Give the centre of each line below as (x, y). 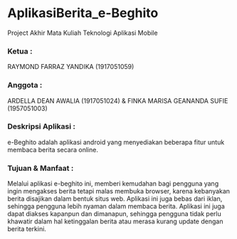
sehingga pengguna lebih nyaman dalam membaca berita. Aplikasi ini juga (116, 206)
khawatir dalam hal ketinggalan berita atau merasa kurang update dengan (115, 221)
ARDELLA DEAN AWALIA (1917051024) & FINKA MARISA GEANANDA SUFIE (118, 100)
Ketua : (20, 51)
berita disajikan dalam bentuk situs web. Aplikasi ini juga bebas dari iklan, (115, 199)
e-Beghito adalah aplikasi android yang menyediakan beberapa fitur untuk (116, 142)
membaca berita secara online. (53, 149)
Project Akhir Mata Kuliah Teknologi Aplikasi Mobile (83, 33)
